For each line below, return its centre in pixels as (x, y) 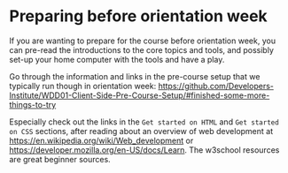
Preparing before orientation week (138, 16)
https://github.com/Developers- (216, 86)
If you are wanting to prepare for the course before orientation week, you (143, 41)
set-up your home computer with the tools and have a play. (117, 59)
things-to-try (33, 104)
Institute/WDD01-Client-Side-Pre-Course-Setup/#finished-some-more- (140, 95)
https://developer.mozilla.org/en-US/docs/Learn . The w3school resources (144, 150)
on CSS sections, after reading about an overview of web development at (141, 131)
